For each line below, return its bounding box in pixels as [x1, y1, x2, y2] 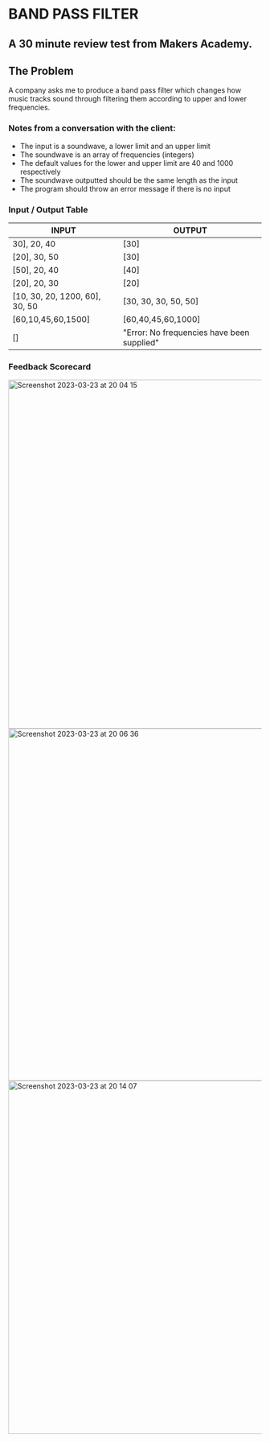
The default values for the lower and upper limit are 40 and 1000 [19, 158, 234, 167]
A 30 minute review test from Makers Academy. [8, 37, 253, 51]
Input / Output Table [8, 204, 88, 215]
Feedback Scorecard [8, 361, 92, 372]
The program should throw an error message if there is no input [19, 184, 231, 193]
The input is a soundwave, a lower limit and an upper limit [19, 141, 211, 151]
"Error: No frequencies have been [122, 327, 250, 338]
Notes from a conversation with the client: [8, 122, 176, 134]
